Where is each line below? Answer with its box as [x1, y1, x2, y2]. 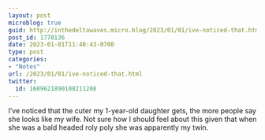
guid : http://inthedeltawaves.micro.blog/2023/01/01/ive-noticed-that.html [8, 26, 263, 34]
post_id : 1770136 [8, 33, 65, 42]
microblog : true [8, 19, 62, 27]
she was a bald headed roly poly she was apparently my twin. [8, 123, 209, 132]
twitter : [8, 77, 37, 85]
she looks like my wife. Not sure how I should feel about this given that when [8, 115, 257, 124]
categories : [8, 56, 47, 64]
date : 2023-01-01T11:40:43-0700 [8, 41, 114, 49]
